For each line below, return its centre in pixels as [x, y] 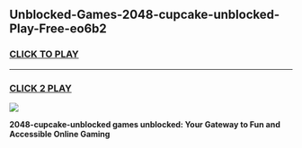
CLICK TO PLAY [44, 55]
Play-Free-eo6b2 [58, 29]
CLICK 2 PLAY [40, 88]
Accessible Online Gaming [60, 134]
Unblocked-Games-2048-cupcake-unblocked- [145, 15]
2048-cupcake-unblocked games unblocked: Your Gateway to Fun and [145, 124]
